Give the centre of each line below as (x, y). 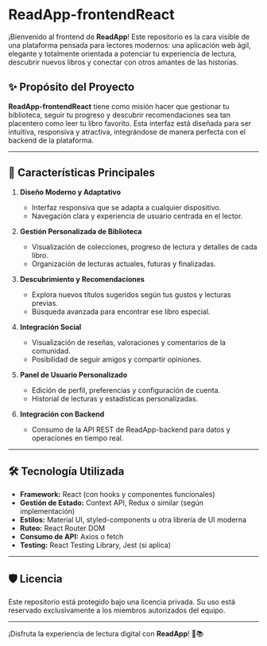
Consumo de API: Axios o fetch (72, 537)
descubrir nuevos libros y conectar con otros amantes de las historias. (123, 62)
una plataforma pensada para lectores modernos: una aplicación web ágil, (130, 45)
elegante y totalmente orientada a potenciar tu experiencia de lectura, (122, 53)
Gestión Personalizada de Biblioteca (81, 231)
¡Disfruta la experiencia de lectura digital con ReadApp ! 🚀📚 (106, 634)
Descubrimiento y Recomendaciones (82, 279)
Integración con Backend (62, 414)
